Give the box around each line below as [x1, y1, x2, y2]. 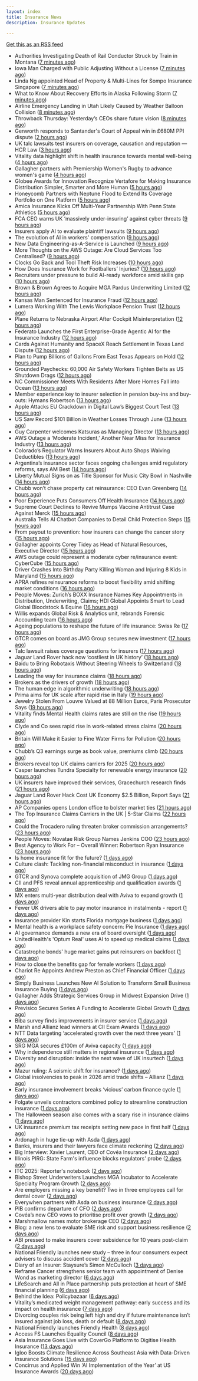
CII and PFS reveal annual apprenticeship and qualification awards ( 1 [14, 879, 181, 886]
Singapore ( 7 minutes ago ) [14, 84, 80, 91]
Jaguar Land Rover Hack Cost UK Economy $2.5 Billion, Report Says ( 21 [14, 791, 190, 799]
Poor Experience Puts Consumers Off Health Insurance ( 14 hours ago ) [14, 497, 186, 504]
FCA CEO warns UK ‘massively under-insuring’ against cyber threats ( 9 [14, 215, 188, 222]
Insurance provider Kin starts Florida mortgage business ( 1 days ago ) [14, 917, 183, 924]
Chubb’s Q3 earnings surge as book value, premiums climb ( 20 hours [14, 748, 183, 755]
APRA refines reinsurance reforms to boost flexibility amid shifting [14, 578, 175, 586]
